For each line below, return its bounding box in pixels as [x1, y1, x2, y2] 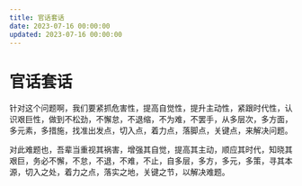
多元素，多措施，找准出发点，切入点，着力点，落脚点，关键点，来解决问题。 [9, 125, 293, 136]
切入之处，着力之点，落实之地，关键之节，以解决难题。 [24, 167, 230, 178]
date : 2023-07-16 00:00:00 [9, 22, 111, 31]
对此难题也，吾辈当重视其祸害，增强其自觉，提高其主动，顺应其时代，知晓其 [9, 145, 293, 155]
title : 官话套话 [9, 13, 65, 22]
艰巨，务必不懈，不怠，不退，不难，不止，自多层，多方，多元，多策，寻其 [9, 155, 285, 166]
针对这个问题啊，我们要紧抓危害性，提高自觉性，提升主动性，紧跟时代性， [9, 102, 285, 113]
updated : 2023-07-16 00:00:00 [9, 30, 123, 39]
